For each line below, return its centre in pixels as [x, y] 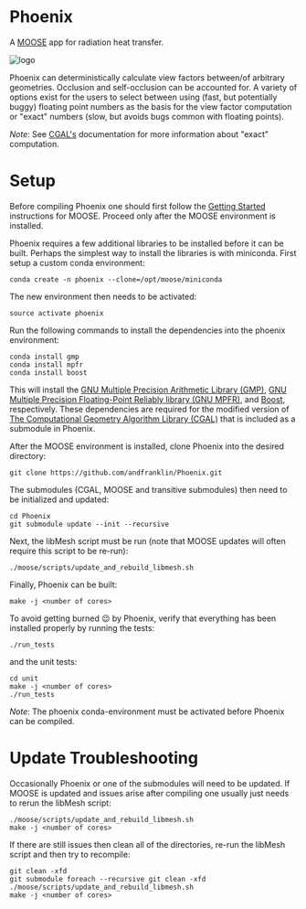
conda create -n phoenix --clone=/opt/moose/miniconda [116, 279]
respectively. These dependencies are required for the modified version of [149, 409]
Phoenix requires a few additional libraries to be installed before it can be [147, 243]
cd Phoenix [30, 516]
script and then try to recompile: [70, 854]
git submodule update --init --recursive [90, 524]
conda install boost [49, 372]
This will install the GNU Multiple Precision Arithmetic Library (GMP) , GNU [148, 390]
